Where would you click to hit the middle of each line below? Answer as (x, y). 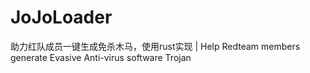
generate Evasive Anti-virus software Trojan (101, 57)
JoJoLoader (61, 17)
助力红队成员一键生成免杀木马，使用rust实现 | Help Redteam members (155, 46)
